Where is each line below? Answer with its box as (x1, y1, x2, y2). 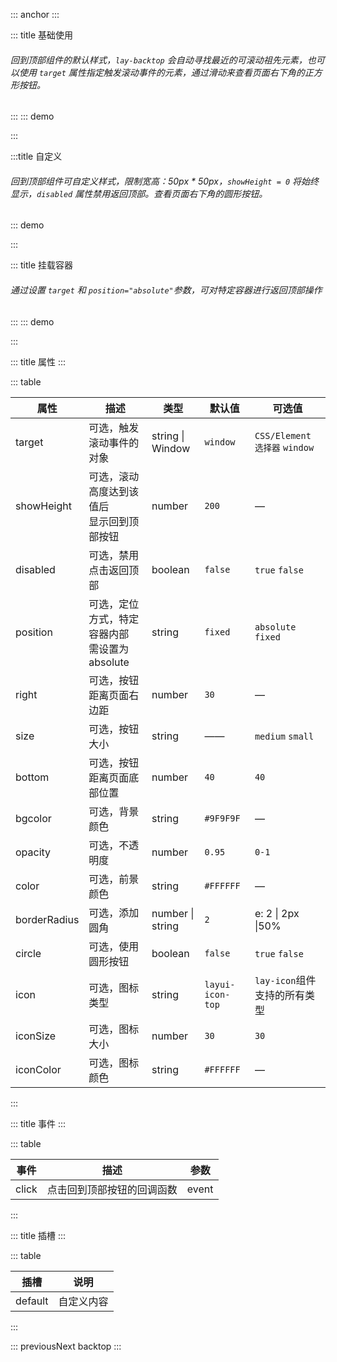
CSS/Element (254, 430, 312, 441)
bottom (15, 770, 50, 784)
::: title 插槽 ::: (10, 1229, 67, 1241)
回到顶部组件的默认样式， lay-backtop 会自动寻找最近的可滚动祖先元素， (10, 54, 308, 66)
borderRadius (15, 912, 80, 926)
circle (15, 946, 42, 960)
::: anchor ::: (10, 9, 60, 20)
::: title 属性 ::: (10, 355, 67, 368)
